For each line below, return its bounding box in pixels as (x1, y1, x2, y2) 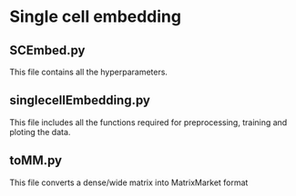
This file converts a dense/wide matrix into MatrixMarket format (9, 177, 249, 188)
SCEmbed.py (9, 43, 86, 58)
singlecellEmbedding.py (9, 93, 150, 108)
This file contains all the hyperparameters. (9, 66, 168, 77)
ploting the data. (9, 126, 71, 137)
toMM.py (9, 152, 63, 169)
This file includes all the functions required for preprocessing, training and (9, 116, 288, 128)
